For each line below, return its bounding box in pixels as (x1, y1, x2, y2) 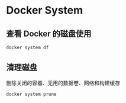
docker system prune (6, 91, 57, 97)
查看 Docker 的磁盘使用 (6, 28, 92, 38)
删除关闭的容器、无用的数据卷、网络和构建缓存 (6, 79, 120, 86)
